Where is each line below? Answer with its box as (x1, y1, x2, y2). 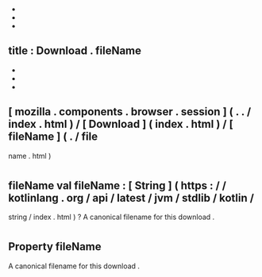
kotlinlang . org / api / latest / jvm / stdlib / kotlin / (8, 191, 254, 205)
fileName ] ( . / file (8, 130, 98, 144)
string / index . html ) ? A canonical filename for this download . (8, 212, 215, 222)
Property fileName (8, 240, 102, 254)
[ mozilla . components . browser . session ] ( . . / (8, 105, 252, 119)
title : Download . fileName (8, 44, 141, 58)
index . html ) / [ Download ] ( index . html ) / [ (8, 117, 233, 131)
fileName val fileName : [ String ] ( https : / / (8, 179, 226, 192)
